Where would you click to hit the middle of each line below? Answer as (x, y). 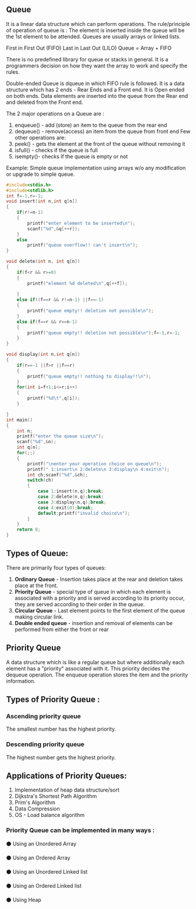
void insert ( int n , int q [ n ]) (42, 201)
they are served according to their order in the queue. (80, 604)
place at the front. (36, 585)
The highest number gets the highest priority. (61, 757)
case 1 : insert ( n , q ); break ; (71, 491)
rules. (13, 72)
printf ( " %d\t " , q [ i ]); (54, 398)
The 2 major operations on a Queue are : (55, 113)
